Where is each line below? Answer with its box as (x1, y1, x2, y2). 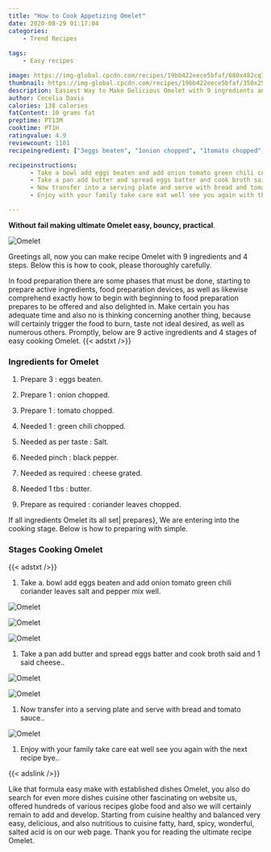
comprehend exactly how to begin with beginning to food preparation (8, 292, 240, 303)
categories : (8, 27, 48, 35)
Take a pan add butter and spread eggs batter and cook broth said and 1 (19, 649, 261, 659)
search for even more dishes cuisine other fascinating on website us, (8, 793, 238, 803)
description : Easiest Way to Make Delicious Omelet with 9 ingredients (8, 86, 254, 94)
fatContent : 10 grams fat (8, 109, 95, 117)
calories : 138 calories (8, 102, 89, 110)
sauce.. (19, 713, 45, 723)
